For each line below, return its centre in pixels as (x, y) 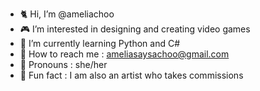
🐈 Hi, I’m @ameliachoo (67, 14)
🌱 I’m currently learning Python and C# (100, 43)
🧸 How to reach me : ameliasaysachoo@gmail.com (124, 54)
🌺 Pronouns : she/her (63, 64)
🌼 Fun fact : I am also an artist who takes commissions (131, 75)
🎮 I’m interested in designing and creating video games (135, 29)
